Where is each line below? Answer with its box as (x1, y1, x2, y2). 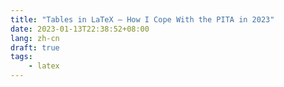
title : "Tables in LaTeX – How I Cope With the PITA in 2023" (10, 14, 275, 25)
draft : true (10, 42, 60, 53)
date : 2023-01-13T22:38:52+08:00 (10, 24, 150, 34)
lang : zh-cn (10, 33, 60, 43)
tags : (10, 52, 33, 62)
